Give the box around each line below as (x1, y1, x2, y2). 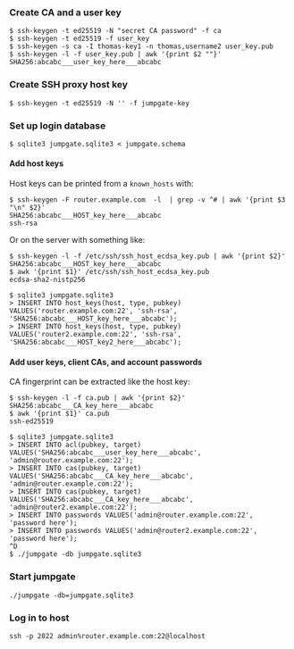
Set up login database (9, 119, 106, 131)
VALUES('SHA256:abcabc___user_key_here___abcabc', (9, 448, 202, 457)
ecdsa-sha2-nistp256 (9, 275, 87, 285)
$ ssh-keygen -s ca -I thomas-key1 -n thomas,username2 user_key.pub (9, 42, 274, 51)
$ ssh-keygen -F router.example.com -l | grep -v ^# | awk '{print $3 (9, 196, 286, 204)
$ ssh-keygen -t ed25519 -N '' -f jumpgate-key (9, 98, 190, 108)
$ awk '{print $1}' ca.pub (9, 409, 110, 419)
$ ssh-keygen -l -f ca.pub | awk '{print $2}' (9, 394, 186, 403)
